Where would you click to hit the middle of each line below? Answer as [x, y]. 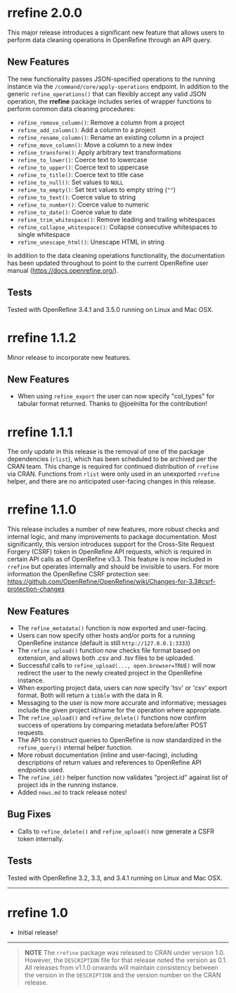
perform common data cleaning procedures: [71, 109]
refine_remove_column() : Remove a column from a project [101, 122]
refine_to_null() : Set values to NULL [71, 182]
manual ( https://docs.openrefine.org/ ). [63, 270]
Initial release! [38, 932]
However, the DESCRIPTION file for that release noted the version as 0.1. [126, 960]
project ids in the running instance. [68, 785]
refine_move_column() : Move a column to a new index [95, 145]
